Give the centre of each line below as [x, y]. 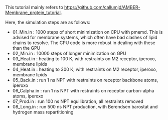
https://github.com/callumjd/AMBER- [102, 7]
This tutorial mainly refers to [34, 7]
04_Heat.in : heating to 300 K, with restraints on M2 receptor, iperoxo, [85, 69]
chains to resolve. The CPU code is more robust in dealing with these [84, 43]
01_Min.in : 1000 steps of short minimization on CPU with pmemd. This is [88, 32]
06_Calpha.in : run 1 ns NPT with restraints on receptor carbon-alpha [83, 91]
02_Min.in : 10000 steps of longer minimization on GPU [69, 53]
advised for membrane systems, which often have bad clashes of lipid [85, 37]
